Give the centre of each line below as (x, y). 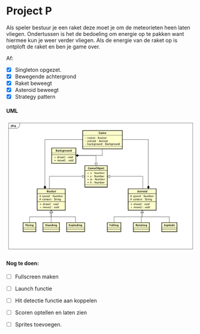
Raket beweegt (33, 83)
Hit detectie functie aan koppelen (56, 301)
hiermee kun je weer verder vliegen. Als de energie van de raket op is (92, 40)
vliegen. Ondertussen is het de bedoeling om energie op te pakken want (95, 33)
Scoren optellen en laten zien (51, 312)
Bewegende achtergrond (46, 76)
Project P (29, 11)
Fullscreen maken (37, 277)
